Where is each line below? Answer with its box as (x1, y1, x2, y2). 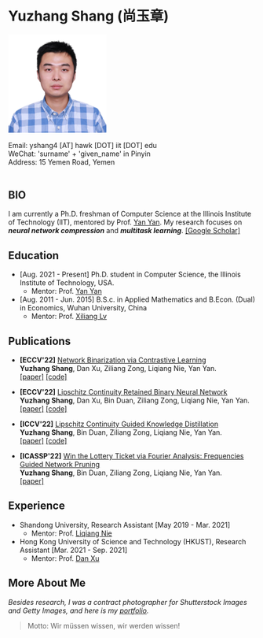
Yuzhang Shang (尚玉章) (8, 7, 170, 25)
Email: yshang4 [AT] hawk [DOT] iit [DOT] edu (8, 140, 157, 150)
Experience (8, 499, 65, 513)
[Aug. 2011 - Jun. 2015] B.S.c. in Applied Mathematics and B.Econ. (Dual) (19, 295, 256, 304)
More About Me (8, 577, 86, 590)
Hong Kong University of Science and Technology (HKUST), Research (19, 536, 247, 546)
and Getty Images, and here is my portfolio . (8, 606, 149, 615)
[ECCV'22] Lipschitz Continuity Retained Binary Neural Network (19, 387, 228, 396)
